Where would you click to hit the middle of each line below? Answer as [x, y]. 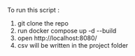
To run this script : [33, 10]
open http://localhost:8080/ [57, 38]
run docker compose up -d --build [67, 31]
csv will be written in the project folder [73, 45]
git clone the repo [43, 23]
